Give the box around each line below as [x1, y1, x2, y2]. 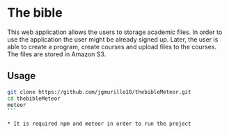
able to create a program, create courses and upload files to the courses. [7, 42, 217, 51]
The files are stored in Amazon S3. [7, 50, 106, 58]
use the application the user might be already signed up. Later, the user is [7, 35, 219, 43]
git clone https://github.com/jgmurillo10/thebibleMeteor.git [7, 88, 191, 95]
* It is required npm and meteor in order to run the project [7, 120, 191, 128]
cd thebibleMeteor [7, 95, 61, 102]
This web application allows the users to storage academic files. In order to [7, 28, 223, 36]
